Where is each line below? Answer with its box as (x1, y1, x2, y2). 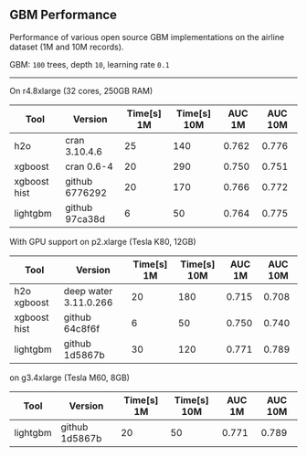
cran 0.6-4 (65, 160, 114, 173)
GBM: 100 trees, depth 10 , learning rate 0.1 (9, 58, 171, 69)
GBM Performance (9, 7, 117, 23)
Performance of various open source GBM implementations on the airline (9, 31, 285, 42)
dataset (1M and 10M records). (9, 41, 124, 52)
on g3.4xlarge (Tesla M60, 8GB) (9, 372, 131, 383)
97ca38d (65, 212, 105, 225)
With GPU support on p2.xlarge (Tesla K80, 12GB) (9, 236, 196, 247)
